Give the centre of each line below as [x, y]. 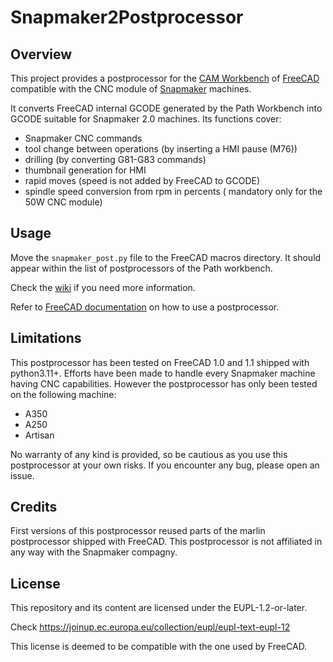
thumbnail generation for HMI [85, 170]
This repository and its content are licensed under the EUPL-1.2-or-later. [159, 608]
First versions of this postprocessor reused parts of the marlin [138, 531]
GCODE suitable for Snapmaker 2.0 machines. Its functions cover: [146, 119]
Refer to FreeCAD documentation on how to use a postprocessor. [145, 307]
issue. [22, 475]
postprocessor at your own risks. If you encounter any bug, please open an [165, 465]
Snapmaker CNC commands [83, 138]
